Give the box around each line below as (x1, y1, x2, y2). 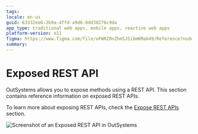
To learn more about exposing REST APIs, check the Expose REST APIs (6, 103, 179, 110)
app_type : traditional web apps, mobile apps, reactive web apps (6, 25, 170, 31)
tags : (6, 8, 19, 15)
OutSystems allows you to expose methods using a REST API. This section (6, 86, 187, 93)
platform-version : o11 (6, 31, 62, 36)
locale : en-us (6, 14, 41, 20)
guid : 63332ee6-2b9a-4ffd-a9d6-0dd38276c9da (6, 19, 117, 25)
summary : (6, 42, 28, 48)
